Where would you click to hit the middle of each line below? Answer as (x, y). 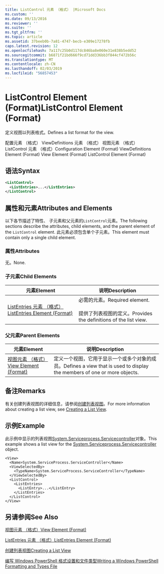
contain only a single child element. (41, 238)
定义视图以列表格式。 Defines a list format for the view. (60, 132)
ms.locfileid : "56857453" (31, 73)
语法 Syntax (22, 171)
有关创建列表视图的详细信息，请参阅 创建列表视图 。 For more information (78, 403)
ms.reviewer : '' (21, 23)
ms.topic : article (24, 37)
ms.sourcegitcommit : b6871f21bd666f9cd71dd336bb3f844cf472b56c (71, 55)
